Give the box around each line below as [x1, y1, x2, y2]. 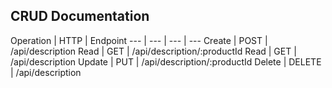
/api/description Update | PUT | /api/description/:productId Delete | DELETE [10, 55, 322, 68]
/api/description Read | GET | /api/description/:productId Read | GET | [10, 45, 297, 57]
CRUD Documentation [10, 8, 150, 25]
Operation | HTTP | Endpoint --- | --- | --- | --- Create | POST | [10, 34, 268, 46]
